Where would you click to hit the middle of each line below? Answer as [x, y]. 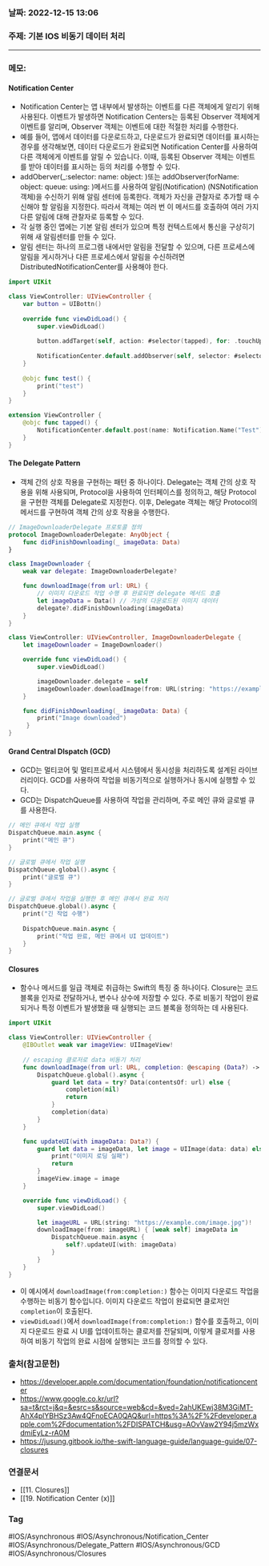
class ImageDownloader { [50, 564]
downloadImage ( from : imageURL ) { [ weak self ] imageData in [138, 1230]
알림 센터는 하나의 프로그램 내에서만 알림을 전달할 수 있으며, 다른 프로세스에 [137, 247]
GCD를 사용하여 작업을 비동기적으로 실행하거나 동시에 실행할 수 [149, 780]
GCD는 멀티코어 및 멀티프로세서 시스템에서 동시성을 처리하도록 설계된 [128, 770]
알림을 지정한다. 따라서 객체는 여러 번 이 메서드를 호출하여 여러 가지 [155, 207]
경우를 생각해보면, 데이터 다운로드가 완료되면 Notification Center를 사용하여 [139, 147]
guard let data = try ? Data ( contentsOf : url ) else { [141, 1082]
